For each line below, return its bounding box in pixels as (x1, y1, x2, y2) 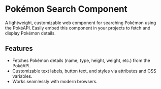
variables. (12, 73, 32, 79)
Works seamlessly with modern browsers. (12, 78, 97, 84)
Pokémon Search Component (5, 3, 128, 15)
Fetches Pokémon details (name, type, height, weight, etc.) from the (12, 58, 150, 63)
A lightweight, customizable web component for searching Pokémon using (5, 20, 156, 26)
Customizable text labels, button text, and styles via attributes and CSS (12, 68, 157, 74)
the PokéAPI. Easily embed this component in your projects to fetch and (5, 25, 151, 30)
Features (5, 44, 33, 53)
